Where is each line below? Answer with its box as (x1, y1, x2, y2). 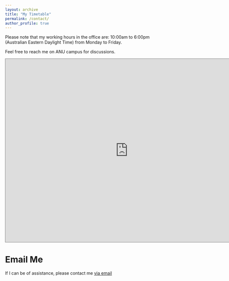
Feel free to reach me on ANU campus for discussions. (5, 49, 116, 55)
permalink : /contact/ (5, 16, 49, 21)
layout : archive (5, 7, 38, 12)
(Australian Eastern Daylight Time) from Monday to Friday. (5, 40, 122, 45)
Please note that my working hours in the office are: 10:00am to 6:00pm (5, 34, 150, 40)
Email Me (5, 254, 43, 265)
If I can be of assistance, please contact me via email (5, 270, 113, 276)
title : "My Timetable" (5, 12, 51, 17)
